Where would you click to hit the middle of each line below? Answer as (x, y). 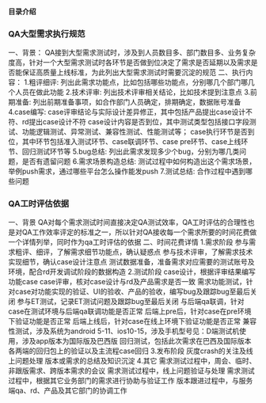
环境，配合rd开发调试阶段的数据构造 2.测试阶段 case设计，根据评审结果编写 (132, 272)
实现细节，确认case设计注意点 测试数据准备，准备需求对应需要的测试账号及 (131, 262)
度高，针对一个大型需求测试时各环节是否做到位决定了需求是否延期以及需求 (129, 62)
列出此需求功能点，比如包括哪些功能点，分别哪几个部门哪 (154, 82)
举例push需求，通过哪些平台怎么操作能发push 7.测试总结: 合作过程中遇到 (127, 171)
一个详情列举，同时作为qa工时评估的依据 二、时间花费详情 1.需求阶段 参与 (129, 242)
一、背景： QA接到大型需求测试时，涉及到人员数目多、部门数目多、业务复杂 (132, 52)
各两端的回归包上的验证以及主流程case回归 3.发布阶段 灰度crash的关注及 (127, 351)
